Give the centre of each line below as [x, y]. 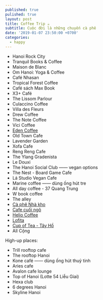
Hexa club [23, 282]
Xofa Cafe [23, 146]
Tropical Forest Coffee [35, 83]
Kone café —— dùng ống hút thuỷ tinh [51, 260]
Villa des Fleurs [28, 109]
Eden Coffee [25, 130]
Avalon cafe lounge [32, 271]
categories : [17, 38]
